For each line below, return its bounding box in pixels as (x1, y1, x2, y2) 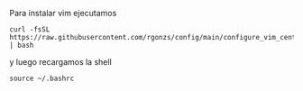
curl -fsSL (9, 25, 50, 34)
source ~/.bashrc (9, 74, 75, 83)
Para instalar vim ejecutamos (9, 8, 117, 18)
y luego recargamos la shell (9, 57, 113, 67)
